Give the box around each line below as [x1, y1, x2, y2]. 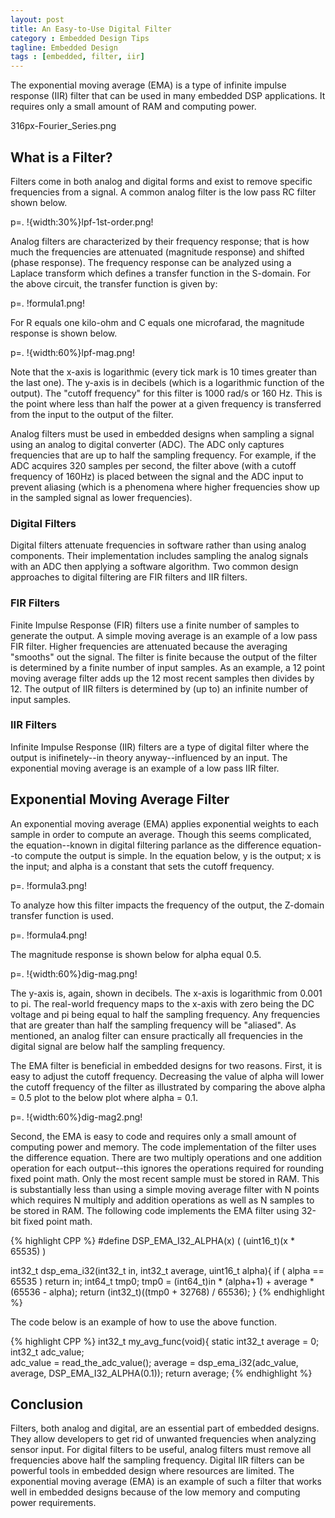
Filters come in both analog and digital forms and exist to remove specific [10, 175, 313, 187]
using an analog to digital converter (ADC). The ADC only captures [10, 438, 285, 450]
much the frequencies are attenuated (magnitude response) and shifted [10, 246, 305, 258]
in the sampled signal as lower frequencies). [10, 491, 193, 503]
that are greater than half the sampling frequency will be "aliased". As [10, 1019, 297, 1031]
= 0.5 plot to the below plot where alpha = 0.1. [10, 1091, 199, 1103]
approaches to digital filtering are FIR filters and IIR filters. [10, 571, 248, 583]
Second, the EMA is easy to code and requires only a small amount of [10, 1130, 297, 1142]
